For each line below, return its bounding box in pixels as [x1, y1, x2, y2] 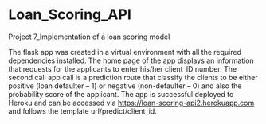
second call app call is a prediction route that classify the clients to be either [8, 72, 259, 82]
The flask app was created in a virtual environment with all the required [8, 47, 241, 56]
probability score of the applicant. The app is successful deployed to [8, 89, 234, 99]
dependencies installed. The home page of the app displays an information [8, 56, 255, 65]
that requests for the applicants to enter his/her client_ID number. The [8, 64, 237, 73]
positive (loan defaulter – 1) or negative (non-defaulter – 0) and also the [8, 81, 242, 91]
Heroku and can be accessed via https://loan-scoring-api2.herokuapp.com [8, 98, 255, 107]
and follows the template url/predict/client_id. [8, 106, 157, 116]
